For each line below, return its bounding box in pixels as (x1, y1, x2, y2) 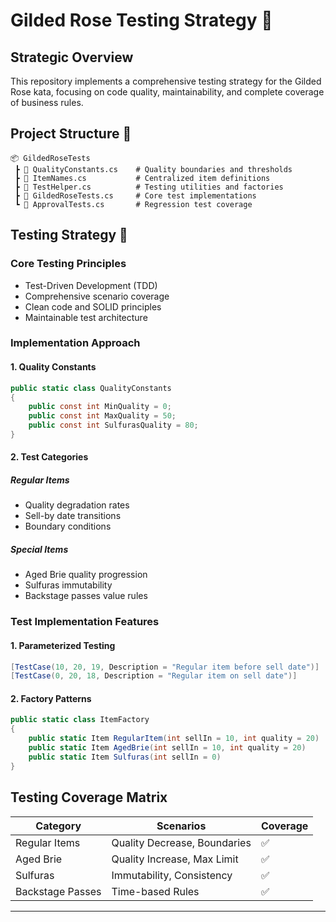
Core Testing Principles (10, 257, 127, 271)
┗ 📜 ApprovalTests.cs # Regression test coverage (14, 199, 253, 209)
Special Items (10, 544, 69, 556)
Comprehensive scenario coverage (24, 290, 170, 302)
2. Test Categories (10, 451, 89, 463)
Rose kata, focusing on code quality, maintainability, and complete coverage (10, 86, 325, 98)
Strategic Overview (10, 49, 134, 66)
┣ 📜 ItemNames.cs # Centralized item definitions (14, 173, 271, 183)
